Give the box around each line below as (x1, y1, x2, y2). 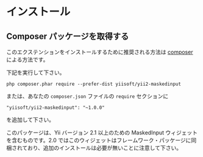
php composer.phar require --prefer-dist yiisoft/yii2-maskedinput (6, 81, 182, 87)
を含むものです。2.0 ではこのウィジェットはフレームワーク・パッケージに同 (6, 137, 197, 144)
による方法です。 (6, 56, 49, 63)
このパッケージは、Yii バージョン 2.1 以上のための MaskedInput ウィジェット (6, 129, 198, 136)
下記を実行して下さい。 (6, 69, 65, 76)
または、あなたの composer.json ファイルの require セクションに (6, 92, 169, 100)
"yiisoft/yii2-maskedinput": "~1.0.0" (6, 105, 105, 111)
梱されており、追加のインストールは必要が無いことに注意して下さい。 (6, 144, 182, 152)
